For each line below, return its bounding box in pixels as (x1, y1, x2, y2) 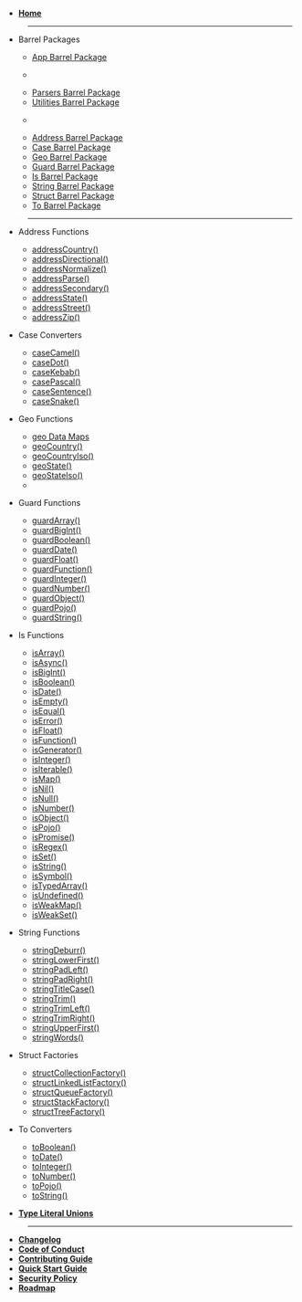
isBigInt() (31, 667, 67, 677)
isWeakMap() (31, 899, 82, 910)
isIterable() (31, 764, 73, 774)
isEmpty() (31, 696, 68, 707)
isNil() (31, 783, 55, 793)
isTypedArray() (31, 880, 89, 891)
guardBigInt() (31, 525, 82, 535)
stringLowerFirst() (31, 954, 100, 965)
